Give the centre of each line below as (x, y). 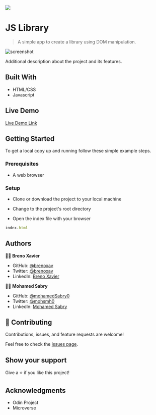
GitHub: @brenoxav (33, 266)
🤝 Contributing (29, 322)
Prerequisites (22, 164)
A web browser (28, 175)
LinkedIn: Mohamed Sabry (40, 306)
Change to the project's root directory (52, 209)
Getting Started (30, 139)
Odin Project (25, 403)
